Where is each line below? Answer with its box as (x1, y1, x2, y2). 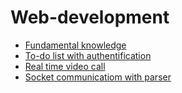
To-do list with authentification (24, 49, 152, 61)
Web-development (10, 6, 170, 29)
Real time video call (24, 60, 106, 72)
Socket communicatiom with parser (24, 71, 172, 83)
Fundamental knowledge (24, 39, 127, 51)
